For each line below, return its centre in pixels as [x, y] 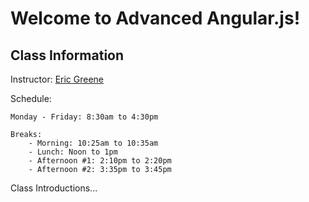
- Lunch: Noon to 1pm [73, 152]
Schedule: [31, 98]
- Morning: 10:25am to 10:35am [93, 143]
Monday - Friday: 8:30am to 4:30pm [84, 117]
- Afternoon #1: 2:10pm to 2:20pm [100, 161]
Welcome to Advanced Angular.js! [155, 18]
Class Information [67, 55]
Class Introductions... [54, 188]
